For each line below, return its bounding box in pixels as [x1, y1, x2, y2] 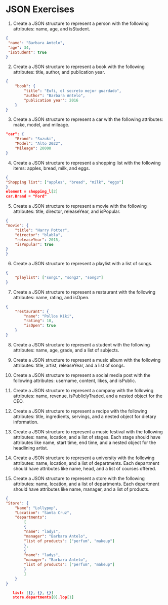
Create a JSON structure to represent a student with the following [13, 341, 150, 347]
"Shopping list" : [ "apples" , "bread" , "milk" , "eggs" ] [6, 179, 124, 185]
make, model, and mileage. [13, 122, 70, 128]
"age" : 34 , [8, 45, 31, 50]
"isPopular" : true [15, 242, 54, 247]
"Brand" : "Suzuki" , [15, 136, 56, 142]
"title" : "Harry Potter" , [15, 228, 70, 233]
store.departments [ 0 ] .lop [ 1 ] [12, 595, 74, 600]
